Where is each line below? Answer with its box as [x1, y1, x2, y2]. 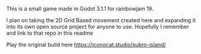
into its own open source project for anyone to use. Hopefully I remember [6, 23, 189, 30]
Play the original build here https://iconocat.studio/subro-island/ [6, 41, 166, 48]
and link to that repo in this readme [6, 29, 93, 37]
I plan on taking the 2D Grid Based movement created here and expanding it [6, 17, 196, 23]
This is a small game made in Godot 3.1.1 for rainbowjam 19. [6, 5, 154, 12]
